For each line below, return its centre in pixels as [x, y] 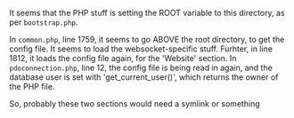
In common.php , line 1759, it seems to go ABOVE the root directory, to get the [147, 39]
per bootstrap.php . [44, 22]
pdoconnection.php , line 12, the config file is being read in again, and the [141, 67]
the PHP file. [32, 87]
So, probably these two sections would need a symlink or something [135, 104]
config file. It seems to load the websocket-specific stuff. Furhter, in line [141, 49]
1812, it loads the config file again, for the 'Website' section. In [123, 58]
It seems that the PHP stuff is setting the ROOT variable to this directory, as [147, 13]
